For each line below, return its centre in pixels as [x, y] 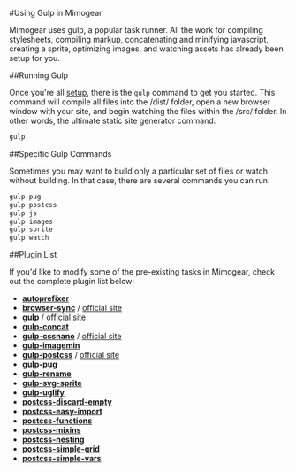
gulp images [31, 221]
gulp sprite [31, 229]
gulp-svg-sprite [52, 383]
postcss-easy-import [62, 412]
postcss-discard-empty [67, 402]
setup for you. [34, 58]
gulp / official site [54, 317]
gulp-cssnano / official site [72, 337]
